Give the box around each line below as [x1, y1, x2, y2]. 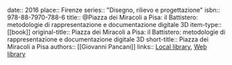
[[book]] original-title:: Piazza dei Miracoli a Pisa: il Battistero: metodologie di [7, 28, 226, 36]
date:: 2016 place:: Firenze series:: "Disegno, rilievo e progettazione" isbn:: [7, 6, 220, 14]
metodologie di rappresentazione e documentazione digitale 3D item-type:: [7, 21, 222, 28]
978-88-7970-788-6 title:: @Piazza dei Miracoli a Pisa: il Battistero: [7, 13, 199, 21]
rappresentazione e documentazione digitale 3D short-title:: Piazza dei [7, 35, 209, 44]
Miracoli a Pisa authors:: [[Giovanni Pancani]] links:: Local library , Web [7, 43, 208, 50]
